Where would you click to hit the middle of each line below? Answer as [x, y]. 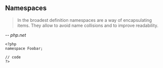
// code [13, 57]
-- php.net [16, 35]
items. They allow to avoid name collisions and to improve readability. [88, 25]
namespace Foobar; [24, 48]
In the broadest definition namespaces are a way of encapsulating [84, 20]
